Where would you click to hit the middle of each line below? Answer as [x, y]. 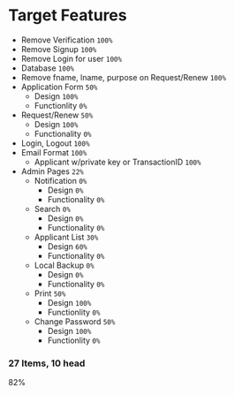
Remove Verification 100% [67, 40]
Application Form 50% [59, 87]
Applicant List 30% [66, 237]
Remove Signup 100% [59, 49]
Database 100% [47, 68]
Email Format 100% [54, 152]
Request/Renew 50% [57, 115]
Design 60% [67, 246]
